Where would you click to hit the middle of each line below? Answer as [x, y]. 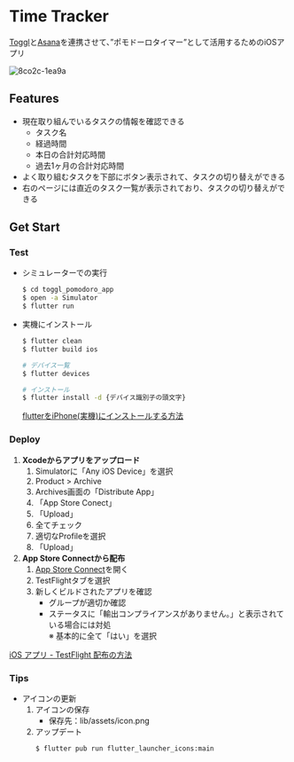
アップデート [58, 731]
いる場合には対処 [80, 625]
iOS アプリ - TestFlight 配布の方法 [71, 655]
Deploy [25, 439]
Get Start [35, 228]
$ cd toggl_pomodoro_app [68, 290]
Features [34, 99]
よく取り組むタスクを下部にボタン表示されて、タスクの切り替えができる [154, 177]
